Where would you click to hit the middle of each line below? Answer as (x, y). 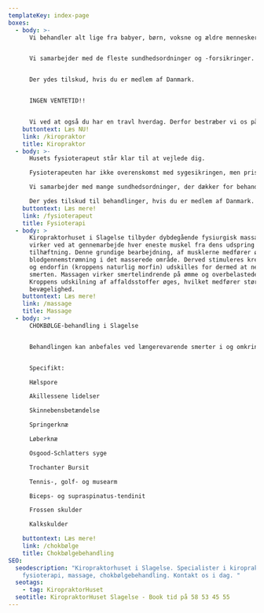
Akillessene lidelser (64, 396)
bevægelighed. (52, 289)
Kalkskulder (48, 525)
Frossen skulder (55, 510)
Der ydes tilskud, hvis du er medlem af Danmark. (112, 80)
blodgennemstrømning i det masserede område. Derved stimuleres (136, 260)
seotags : (29, 583)
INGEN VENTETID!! (57, 101)
